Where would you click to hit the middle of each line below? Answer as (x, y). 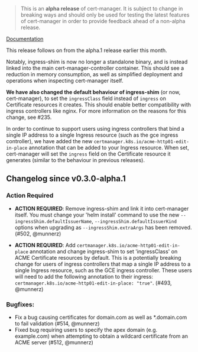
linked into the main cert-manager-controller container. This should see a (95, 68)
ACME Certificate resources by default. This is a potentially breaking (98, 257)
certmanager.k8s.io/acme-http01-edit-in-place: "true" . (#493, (93, 283)
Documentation (25, 39)
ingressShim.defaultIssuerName (53, 221)
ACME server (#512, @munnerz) (54, 342)
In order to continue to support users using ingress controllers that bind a (95, 129)
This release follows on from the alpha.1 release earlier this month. (87, 50)
